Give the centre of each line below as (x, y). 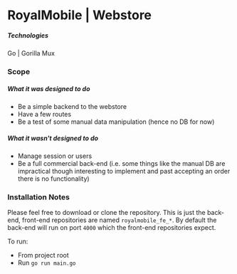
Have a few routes (44, 115)
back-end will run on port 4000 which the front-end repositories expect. (112, 228)
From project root (43, 255)
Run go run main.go (47, 263)
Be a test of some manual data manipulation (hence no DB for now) (116, 122)
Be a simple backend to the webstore (72, 107)
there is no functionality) (54, 179)
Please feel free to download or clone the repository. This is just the (106, 213)
